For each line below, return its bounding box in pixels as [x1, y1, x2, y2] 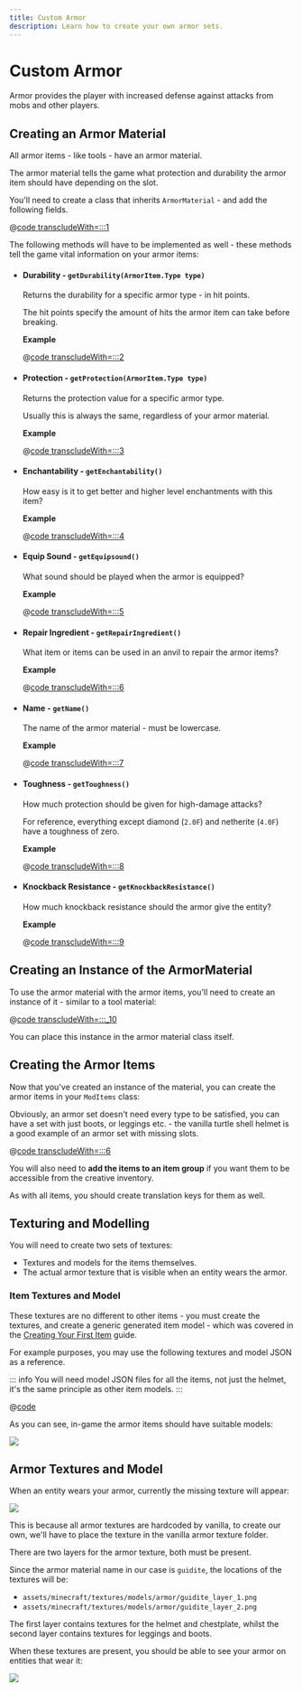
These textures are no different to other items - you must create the [9, 1310, 261, 1321]
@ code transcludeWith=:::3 [22, 444, 124, 456]
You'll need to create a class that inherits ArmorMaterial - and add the [9, 195, 268, 206]
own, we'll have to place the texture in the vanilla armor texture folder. [9, 1529, 269, 1540]
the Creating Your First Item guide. [9, 1329, 138, 1340]
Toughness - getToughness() [22, 779, 131, 790]
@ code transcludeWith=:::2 [22, 351, 124, 362]
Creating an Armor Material [9, 126, 167, 141]
